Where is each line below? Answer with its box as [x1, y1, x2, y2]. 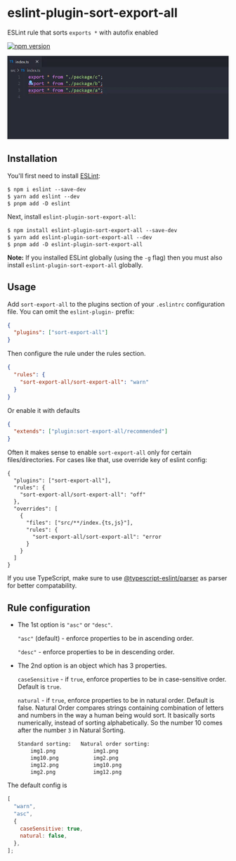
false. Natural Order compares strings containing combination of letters [17, 703, 224, 712]
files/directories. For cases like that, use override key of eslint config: [7, 456, 207, 464]
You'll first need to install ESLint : [7, 171, 100, 180]
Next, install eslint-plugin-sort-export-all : [7, 212, 136, 221]
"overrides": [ [13, 505, 58, 513]
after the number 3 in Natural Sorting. [17, 726, 126, 734]
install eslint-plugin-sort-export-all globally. [7, 260, 143, 269]
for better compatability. [7, 582, 77, 590]
